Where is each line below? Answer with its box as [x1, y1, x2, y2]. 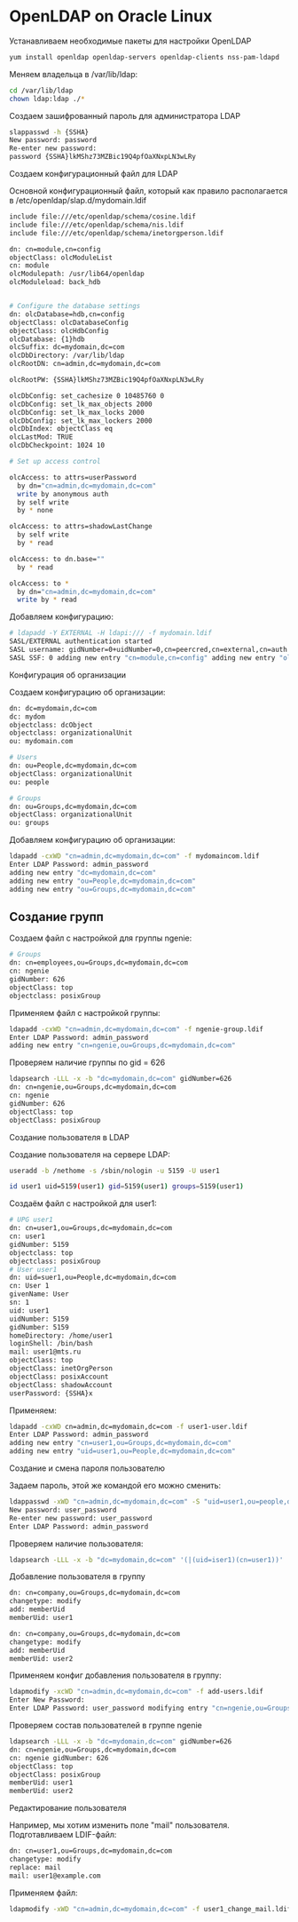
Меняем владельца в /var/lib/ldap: [9, 68, 138, 79]
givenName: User [9, 1290, 69, 1299]
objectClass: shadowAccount [9, 1380, 114, 1389]
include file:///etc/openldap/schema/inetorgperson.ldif [9, 228, 224, 237]
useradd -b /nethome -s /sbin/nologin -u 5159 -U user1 [9, 1166, 220, 1175]
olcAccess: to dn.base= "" [9, 554, 105, 563]
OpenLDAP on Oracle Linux [9, 6, 213, 27]
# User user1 [9, 1265, 58, 1274]
